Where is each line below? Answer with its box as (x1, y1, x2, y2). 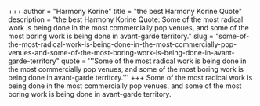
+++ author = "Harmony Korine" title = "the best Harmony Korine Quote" (8, 7, 243, 16)
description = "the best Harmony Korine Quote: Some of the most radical (8, 15, 244, 24)
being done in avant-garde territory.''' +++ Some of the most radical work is (8, 73, 253, 82)
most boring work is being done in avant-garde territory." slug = (8, 31, 214, 41)
